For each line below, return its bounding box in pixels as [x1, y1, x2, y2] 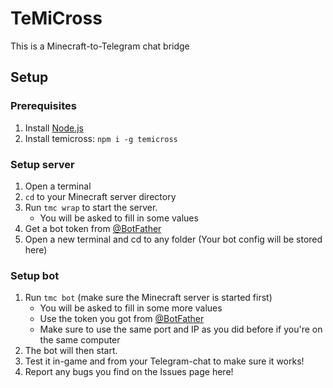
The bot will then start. [24, 345, 118, 357]
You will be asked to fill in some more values [39, 302, 223, 314]
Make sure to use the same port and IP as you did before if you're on [39, 323, 323, 336]
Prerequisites [10, 99, 77, 113]
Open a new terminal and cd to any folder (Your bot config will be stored [24, 233, 323, 245]
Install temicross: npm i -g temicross [24, 132, 178, 144]
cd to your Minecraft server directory [24, 190, 177, 202]
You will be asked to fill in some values [39, 212, 199, 224]
